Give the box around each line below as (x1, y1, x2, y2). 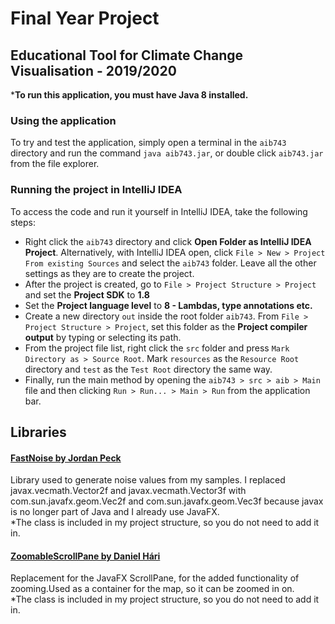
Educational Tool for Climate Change (10, 47, 244, 64)
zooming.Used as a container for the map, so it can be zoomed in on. (10, 583, 295, 595)
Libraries (10, 423, 67, 441)
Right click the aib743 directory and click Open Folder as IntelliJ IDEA (24, 235, 312, 247)
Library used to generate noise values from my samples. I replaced (10, 474, 286, 486)
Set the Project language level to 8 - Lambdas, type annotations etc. (24, 299, 313, 311)
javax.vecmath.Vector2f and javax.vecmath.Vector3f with (10, 485, 247, 497)
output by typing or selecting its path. (24, 331, 182, 343)
